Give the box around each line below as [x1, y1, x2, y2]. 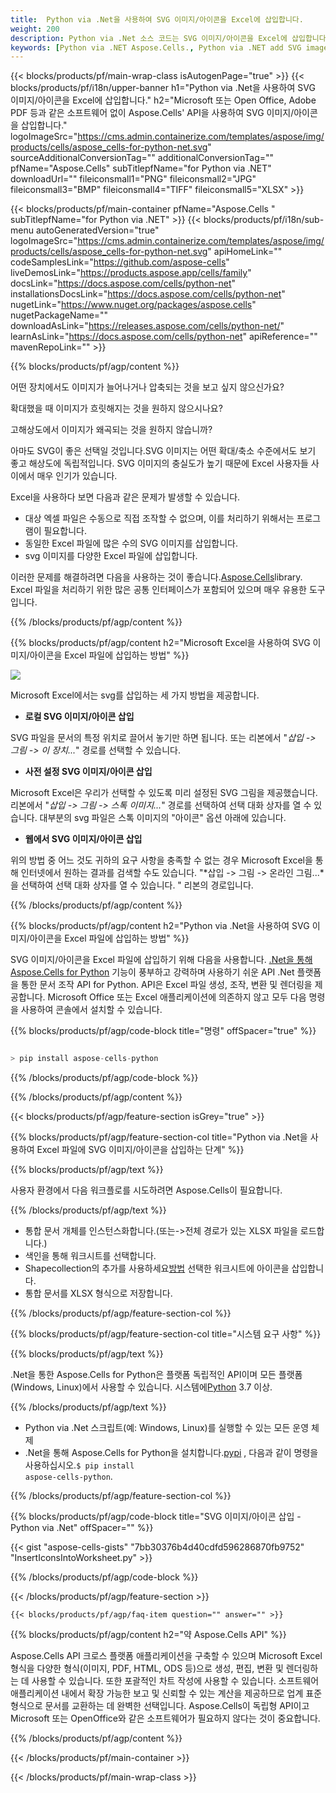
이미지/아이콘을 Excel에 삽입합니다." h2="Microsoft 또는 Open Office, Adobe [10, 94, 317, 106]
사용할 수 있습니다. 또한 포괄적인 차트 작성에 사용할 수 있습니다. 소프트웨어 [31, 1675, 320, 1687]
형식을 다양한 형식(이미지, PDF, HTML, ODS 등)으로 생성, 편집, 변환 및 [10, 1662, 284, 1675]
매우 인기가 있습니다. [36, 470, 118, 482]
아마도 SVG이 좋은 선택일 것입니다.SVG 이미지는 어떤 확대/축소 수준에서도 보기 [10, 445, 317, 457]
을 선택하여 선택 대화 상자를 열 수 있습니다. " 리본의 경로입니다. [10, 879, 254, 891]
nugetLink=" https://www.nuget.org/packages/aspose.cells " [10, 299, 257, 311]
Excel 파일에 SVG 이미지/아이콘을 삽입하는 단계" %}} [36, 1144, 245, 1156]
